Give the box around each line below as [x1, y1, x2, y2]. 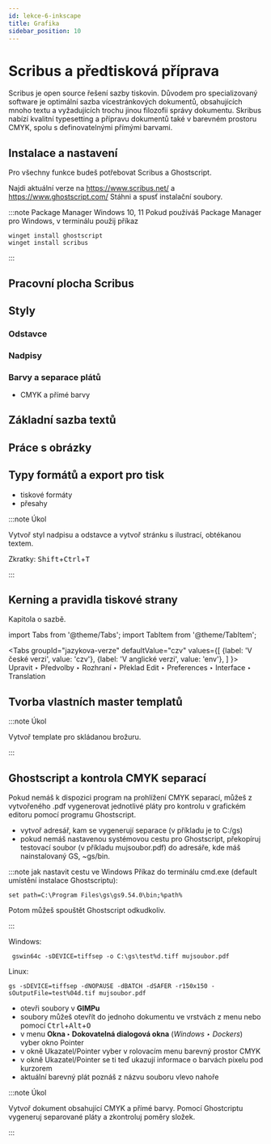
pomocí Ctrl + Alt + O [19, 1020, 91, 1031]
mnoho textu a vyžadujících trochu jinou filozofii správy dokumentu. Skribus [8, 106, 261, 116]
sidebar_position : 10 [8, 27, 82, 35]
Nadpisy [8, 349, 43, 361]
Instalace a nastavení [8, 146, 118, 160]
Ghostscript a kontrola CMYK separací [8, 771, 206, 785]
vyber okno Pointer [19, 1038, 85, 1048]
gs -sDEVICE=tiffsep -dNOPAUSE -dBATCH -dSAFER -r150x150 [8, 982, 208, 990]
